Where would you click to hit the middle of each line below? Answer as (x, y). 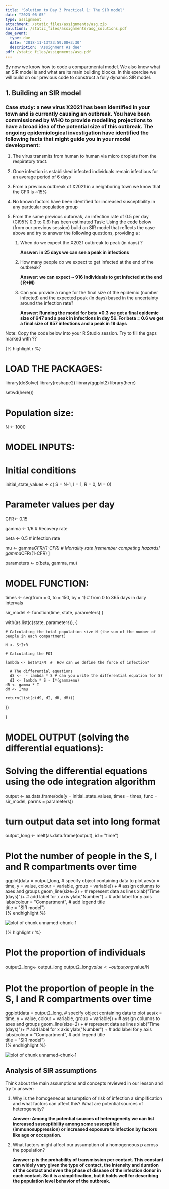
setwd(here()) (20, 393)
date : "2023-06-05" (26, 15)
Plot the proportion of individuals (75, 953)
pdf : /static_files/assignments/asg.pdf (48, 52)
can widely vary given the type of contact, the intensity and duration (86, 1165)
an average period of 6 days (42, 177)
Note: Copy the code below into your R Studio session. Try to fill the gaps (81, 333)
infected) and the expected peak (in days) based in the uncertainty (89, 298)
